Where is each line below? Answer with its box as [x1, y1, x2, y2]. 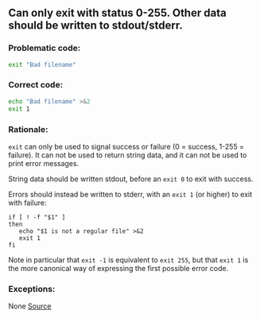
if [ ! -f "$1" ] [8, 213, 66, 221]
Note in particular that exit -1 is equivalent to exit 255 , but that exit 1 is [8, 254, 249, 265]
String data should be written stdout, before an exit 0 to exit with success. [8, 174, 254, 184]
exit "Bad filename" [8, 60, 77, 68]
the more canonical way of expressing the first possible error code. [8, 263, 229, 273]
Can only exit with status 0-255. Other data [8, 6, 227, 20]
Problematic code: [8, 43, 81, 54]
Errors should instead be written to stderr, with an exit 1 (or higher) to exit [8, 189, 253, 199]
